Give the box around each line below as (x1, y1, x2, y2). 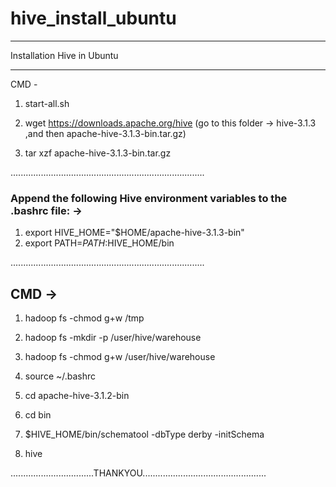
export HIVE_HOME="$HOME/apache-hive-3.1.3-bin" (24, 227, 245, 239)
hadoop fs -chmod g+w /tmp (24, 312, 145, 324)
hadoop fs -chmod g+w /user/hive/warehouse (24, 351, 216, 363)
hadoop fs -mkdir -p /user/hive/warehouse (24, 332, 202, 344)
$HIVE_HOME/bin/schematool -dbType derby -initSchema (24, 428, 265, 441)
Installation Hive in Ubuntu (10, 49, 119, 61)
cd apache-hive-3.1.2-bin (24, 390, 130, 402)
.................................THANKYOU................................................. (10, 467, 267, 479)
